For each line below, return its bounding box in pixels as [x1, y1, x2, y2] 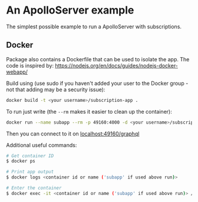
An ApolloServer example [6, 4, 134, 17]
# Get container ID [6, 153, 54, 159]
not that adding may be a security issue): [6, 86, 105, 93]
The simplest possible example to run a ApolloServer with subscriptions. [6, 23, 181, 30]
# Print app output [6, 169, 54, 175]
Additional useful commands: [6, 141, 77, 148]
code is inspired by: [6, 62, 54, 69]
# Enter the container [6, 185, 62, 191]
